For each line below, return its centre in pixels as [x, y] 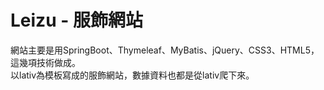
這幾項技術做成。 [45, 62]
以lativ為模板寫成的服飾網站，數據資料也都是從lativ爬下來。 [132, 75]
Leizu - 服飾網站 [76, 20]
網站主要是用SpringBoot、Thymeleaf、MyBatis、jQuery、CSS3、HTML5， [165, 50]
